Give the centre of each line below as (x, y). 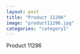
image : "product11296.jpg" (40, 23)
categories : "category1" (38, 28)
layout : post (23, 12)
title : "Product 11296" (36, 17)
